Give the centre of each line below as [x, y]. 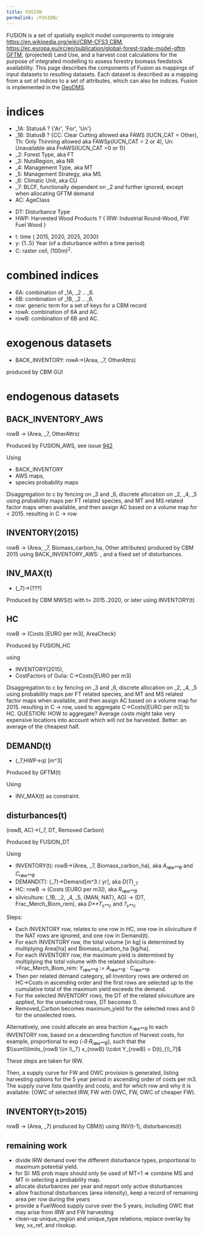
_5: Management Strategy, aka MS [58, 174]
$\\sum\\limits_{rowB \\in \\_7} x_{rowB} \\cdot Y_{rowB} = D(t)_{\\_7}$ [94, 1049]
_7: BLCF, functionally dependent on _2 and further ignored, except [99, 187]
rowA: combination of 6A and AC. [57, 312]
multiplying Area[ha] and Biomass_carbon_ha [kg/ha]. [83, 949]
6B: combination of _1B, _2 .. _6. [55, 299]
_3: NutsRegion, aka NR [44, 161]
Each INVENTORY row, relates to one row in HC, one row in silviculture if [106, 929]
